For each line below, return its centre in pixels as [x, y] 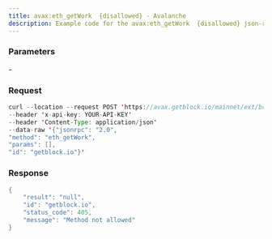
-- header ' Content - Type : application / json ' [83, 122]
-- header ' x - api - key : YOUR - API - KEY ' [70, 114]
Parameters [32, 52]
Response [28, 173]
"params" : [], [32, 145]
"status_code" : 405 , [57, 213]
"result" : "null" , [54, 198]
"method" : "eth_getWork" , [52, 137]
